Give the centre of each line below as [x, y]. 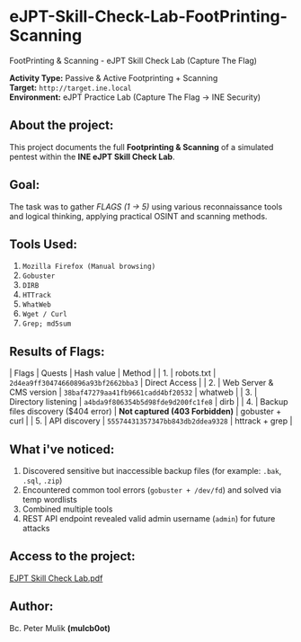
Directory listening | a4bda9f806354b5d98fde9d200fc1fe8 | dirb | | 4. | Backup [149, 402]
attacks [36, 528]
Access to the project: [72, 556]
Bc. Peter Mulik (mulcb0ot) [60, 628]
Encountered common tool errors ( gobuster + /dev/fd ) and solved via [151, 490]
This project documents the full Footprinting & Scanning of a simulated [142, 147]
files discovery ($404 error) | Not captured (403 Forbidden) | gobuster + [145, 412]
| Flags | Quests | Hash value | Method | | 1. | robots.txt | [113, 373]
